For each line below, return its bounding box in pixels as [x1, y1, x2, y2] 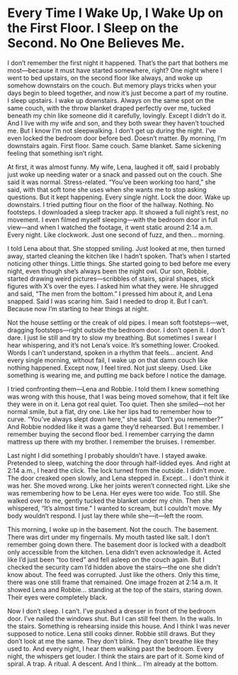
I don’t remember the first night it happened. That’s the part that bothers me [7, 58, 229, 67]
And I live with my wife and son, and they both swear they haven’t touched [7, 118, 225, 127]
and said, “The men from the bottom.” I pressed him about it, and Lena [7, 289, 213, 298]
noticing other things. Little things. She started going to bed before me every [7, 259, 231, 267]
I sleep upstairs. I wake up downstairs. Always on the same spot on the [7, 96, 215, 104]
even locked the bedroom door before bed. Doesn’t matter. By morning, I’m [7, 133, 227, 143]
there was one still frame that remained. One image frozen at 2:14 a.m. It [7, 578, 218, 586]
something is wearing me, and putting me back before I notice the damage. [7, 371, 227, 379]
